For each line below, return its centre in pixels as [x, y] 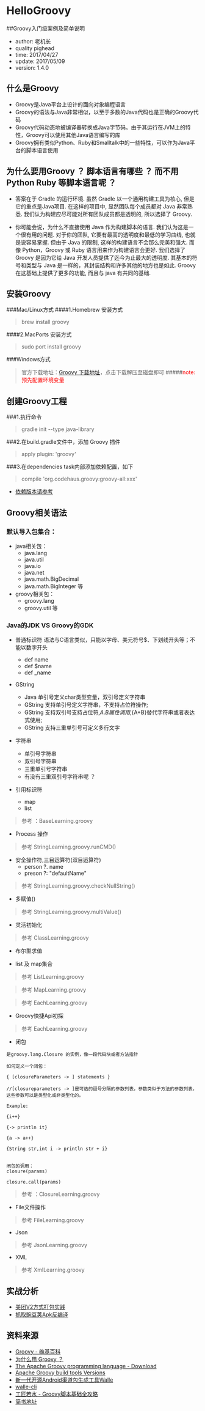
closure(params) [27, 1171]
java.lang [36, 553]
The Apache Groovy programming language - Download [86, 1366]
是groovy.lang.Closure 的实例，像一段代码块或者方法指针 [72, 1055]
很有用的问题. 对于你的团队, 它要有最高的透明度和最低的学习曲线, [102, 234]
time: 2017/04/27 [37, 54]
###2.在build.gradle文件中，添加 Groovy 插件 [63, 442]
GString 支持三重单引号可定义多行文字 [72, 728]
